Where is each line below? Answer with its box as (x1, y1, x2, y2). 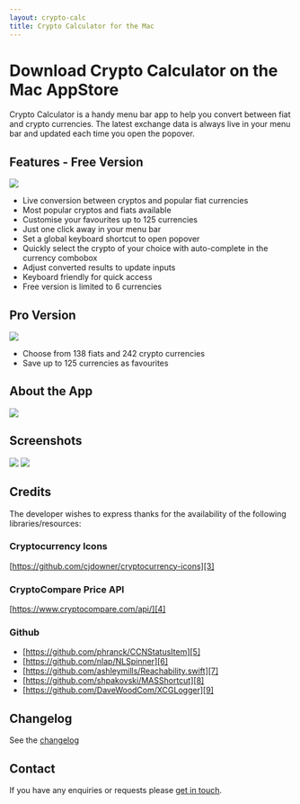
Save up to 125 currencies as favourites (22, 357, 169, 369)
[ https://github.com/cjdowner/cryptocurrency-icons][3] (9, 560, 215, 572)
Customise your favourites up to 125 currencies (22, 214, 198, 225)
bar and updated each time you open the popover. (9, 128, 195, 140)
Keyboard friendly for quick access (22, 272, 153, 283)
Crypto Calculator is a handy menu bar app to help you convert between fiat (9, 109, 291, 120)
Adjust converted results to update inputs (22, 262, 176, 273)
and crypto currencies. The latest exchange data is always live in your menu (9, 119, 291, 130)
